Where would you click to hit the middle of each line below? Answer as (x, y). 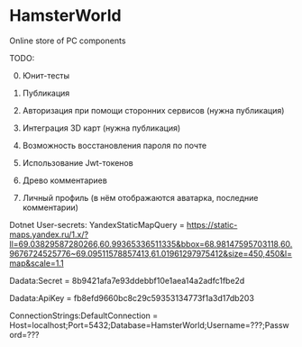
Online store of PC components (68, 41)
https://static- (212, 224)
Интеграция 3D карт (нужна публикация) (101, 128)
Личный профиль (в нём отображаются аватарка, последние (140, 197)
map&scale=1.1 (37, 263)
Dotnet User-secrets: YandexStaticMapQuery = (97, 224)
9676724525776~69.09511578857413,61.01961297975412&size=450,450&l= (151, 253)
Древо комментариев (65, 180)
